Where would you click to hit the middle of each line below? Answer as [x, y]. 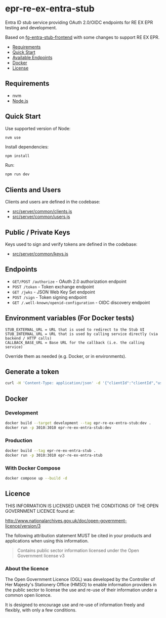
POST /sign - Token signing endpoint [49, 297]
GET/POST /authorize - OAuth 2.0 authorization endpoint [69, 281]
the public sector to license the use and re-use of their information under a [81, 590]
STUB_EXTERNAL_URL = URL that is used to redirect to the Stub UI [75, 330]
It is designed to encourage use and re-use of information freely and [75, 605]
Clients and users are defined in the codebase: [53, 202]
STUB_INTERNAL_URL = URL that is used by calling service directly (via [82, 334]
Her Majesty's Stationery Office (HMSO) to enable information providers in [81, 585]
